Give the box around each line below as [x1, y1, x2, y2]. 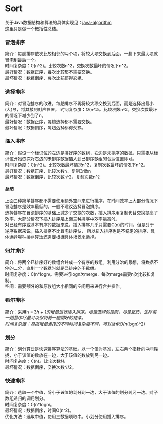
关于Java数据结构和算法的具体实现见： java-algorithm [5, 19, 112, 25]
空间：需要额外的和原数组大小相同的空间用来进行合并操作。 [5, 283, 124, 289]
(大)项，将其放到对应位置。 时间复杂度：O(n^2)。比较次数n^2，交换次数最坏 [5, 106, 158, 112]
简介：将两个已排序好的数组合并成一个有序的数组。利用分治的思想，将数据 [5, 259, 154, 265]
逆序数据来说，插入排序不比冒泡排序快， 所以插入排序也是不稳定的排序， [5, 228, 151, 234]
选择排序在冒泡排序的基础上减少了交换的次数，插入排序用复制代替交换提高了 [5, 210, 158, 216]
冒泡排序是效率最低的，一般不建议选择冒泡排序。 [5, 204, 103, 210]
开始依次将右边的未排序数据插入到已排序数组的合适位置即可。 [13, 156, 137, 161]
